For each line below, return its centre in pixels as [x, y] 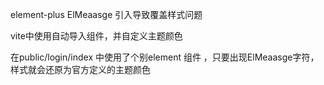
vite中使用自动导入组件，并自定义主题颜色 [96, 36]
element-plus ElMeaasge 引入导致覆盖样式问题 [106, 14]
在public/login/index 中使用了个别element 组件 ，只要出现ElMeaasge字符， [165, 57]
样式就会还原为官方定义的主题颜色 [80, 69]
